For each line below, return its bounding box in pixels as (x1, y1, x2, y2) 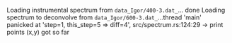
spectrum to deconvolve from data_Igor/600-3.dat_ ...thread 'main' (6, 13, 202, 21)
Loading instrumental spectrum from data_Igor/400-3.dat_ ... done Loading (6, 6, 226, 14)
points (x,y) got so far (6, 28, 70, 36)
